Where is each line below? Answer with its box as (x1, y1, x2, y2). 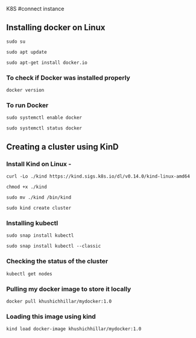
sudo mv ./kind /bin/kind (6, 195, 71, 201)
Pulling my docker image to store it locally (6, 284, 131, 293)
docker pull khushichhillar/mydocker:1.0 (6, 298, 112, 304)
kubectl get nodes (6, 271, 52, 277)
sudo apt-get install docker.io (6, 60, 87, 66)
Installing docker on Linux (6, 22, 106, 33)
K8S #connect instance (6, 5, 65, 12)
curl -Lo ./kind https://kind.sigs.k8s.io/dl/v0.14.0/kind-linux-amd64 (6, 174, 190, 180)
